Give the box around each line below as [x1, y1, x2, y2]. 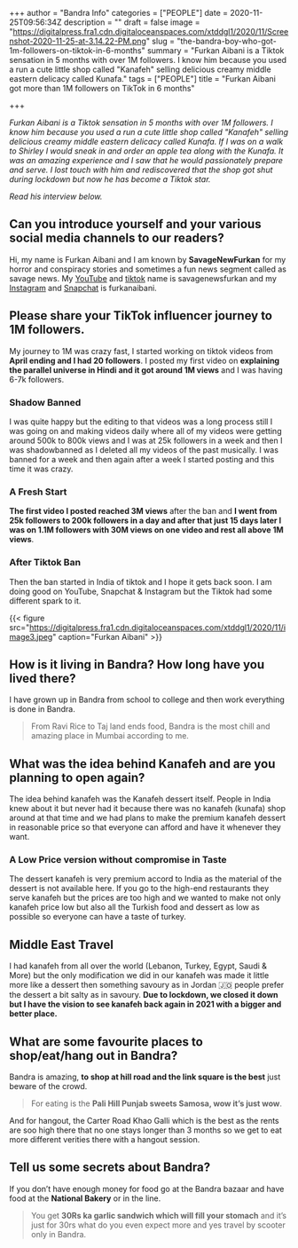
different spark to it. [9, 595, 82, 606]
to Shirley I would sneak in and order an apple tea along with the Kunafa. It [9, 146, 284, 156]
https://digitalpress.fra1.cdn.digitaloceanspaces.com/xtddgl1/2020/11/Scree [12, 27, 289, 36]
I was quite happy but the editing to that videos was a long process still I [9, 416, 273, 427]
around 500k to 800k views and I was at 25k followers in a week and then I [9, 435, 283, 446]
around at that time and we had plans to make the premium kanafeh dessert [9, 812, 286, 824]
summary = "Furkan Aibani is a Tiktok [146, 45, 285, 56]
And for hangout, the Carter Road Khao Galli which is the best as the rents [9, 1116, 279, 1126]
